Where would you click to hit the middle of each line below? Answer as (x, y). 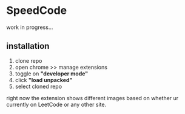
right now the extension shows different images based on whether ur (92, 98)
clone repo (29, 60)
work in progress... (30, 27)
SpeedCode (37, 11)
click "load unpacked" (44, 80)
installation (28, 46)
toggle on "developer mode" (52, 74)
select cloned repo (39, 86)
